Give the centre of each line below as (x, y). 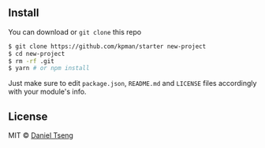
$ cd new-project (37, 54)
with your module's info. (47, 92)
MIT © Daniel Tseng (41, 135)
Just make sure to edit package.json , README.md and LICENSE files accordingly (132, 83)
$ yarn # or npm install (49, 68)
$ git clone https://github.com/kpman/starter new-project (107, 46)
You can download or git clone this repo (75, 31)
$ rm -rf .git (32, 61)
